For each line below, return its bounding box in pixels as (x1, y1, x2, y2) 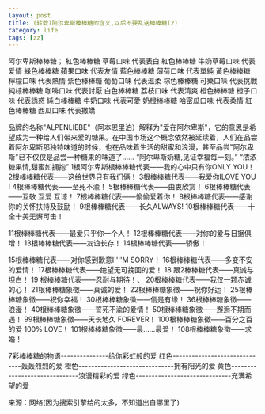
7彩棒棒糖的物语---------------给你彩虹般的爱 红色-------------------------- (8, 351, 256, 361)
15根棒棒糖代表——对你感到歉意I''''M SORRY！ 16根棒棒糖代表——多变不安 (8, 255, 253, 265)
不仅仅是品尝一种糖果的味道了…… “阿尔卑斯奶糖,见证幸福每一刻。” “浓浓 (25, 152, 257, 162)
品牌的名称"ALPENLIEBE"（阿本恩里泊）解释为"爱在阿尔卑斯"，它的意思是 (8, 123, 250, 132)
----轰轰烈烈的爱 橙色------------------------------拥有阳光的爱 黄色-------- (8, 361, 257, 370)
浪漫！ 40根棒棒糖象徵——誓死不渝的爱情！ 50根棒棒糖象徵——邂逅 (8, 305, 231, 314)
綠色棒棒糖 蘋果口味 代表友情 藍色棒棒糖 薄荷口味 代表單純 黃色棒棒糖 (23, 66, 251, 76)
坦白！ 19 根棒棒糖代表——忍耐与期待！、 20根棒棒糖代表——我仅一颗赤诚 (8, 275, 252, 285)
